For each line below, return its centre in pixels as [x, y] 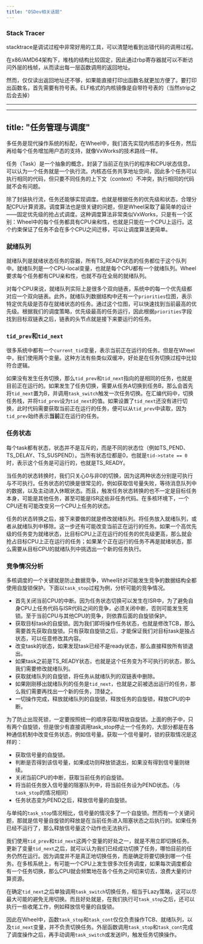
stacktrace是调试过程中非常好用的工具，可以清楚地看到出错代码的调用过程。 [101, 47]
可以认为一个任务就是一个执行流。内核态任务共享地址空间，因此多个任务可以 [101, 171]
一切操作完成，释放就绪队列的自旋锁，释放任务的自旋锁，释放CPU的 [100, 699]
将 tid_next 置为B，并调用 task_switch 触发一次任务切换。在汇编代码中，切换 [100, 393]
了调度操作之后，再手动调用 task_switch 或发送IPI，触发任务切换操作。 [93, 934]
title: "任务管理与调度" [48, 128]
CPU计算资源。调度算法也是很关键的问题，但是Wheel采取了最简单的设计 [101, 207]
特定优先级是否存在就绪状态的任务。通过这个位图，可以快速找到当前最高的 [99, 304]
